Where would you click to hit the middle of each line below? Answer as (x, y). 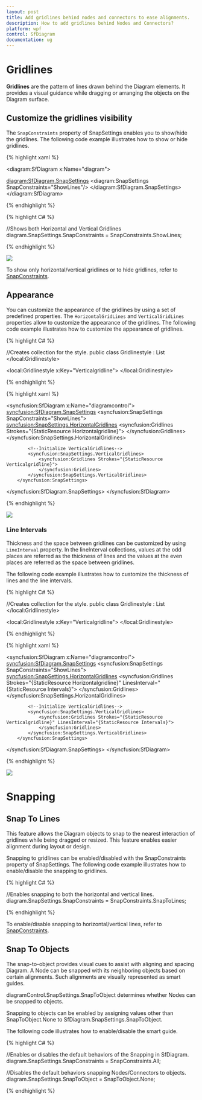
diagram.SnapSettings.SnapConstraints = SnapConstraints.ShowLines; (94, 235)
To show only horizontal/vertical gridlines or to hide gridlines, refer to (92, 270)
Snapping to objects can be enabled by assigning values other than (90, 1013)
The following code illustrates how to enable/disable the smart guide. (92, 1031)
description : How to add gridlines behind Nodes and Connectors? (90, 23)
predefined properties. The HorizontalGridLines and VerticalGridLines (95, 316)
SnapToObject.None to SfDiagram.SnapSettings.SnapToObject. (84, 1019)
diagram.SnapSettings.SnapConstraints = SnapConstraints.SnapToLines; (96, 900)
